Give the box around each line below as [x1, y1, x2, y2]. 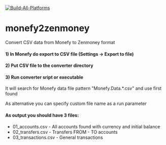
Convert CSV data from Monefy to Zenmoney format [5, 39, 115, 45]
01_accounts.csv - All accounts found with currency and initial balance [12, 123, 160, 129]
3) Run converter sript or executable [5, 74, 84, 80]
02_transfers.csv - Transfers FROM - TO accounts [12, 129, 118, 135]
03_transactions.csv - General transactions [12, 134, 103, 140]
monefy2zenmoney [5, 23, 90, 34]
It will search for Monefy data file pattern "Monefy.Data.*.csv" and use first [5, 85, 162, 91]
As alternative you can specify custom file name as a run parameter [5, 100, 147, 106]
